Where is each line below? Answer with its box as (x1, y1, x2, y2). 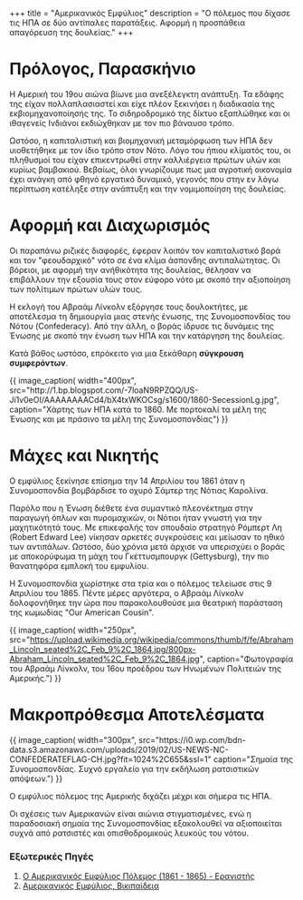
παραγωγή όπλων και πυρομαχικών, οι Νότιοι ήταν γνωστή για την (9, 512, 262, 523)
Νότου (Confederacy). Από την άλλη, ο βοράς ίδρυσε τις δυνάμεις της (9, 320, 274, 331)
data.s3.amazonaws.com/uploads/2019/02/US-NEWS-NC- (9, 744, 229, 755)
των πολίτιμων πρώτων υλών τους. (9, 283, 143, 294)
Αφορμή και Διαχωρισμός (9, 215, 211, 236)
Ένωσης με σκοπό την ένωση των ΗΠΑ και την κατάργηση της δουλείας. (9, 330, 285, 341)
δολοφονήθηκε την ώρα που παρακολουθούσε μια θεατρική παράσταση (9, 597, 283, 608)
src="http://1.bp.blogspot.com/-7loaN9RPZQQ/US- (9, 385, 199, 396)
